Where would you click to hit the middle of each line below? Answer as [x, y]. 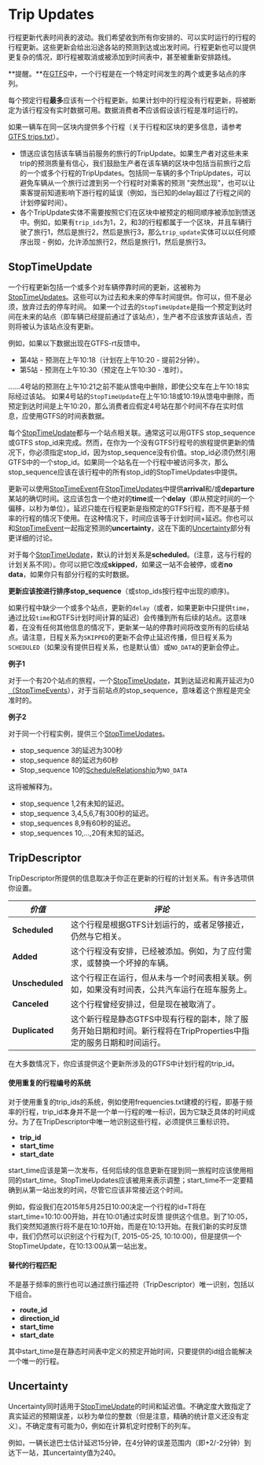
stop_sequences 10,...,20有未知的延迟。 [84, 832]
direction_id [40, 1318]
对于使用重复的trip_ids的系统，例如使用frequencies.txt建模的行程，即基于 [127, 1102]
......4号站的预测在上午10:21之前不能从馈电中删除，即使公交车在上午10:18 [125, 386]
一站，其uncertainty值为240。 [71, 1452]
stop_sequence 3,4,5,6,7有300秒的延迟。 [86, 813]
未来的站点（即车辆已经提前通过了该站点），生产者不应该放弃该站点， [134, 316]
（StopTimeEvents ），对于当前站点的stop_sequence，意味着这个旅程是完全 [130, 690]
